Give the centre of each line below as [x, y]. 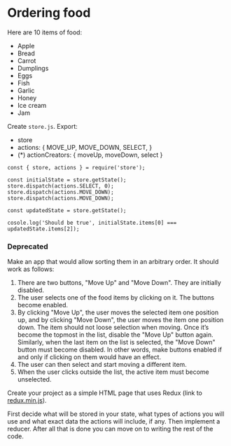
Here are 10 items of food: [45, 32]
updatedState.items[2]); [43, 229]
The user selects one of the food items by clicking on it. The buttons [116, 298]
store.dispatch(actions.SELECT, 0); [61, 186]
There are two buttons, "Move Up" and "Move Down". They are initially [119, 283]
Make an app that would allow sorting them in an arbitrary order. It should [113, 262]
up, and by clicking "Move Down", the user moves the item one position [120, 320]
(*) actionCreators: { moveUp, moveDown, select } [90, 155]
